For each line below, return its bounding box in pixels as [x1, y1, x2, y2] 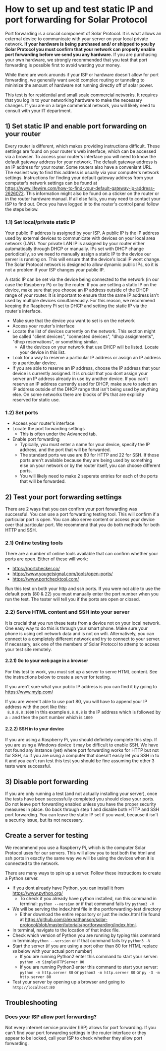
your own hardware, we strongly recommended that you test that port [5, 57, 148, 63]
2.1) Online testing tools [5, 539, 63, 546]
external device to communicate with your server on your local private [5, 36, 149, 42]
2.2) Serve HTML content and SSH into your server [5, 609, 130, 616]
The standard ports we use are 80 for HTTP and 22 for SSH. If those [19, 452, 160, 458]
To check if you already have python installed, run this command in [19, 895, 157, 901]
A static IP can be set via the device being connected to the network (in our [5, 276, 160, 282]
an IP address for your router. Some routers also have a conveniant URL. [5, 164, 153, 170]
